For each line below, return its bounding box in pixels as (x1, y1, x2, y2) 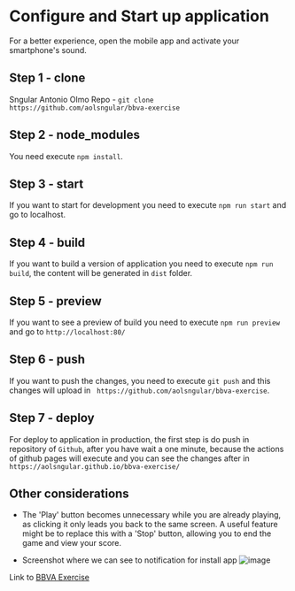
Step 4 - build (9, 234, 86, 249)
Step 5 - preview (9, 294, 102, 309)
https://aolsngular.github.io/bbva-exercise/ (9, 462, 180, 471)
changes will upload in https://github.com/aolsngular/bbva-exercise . (9, 385, 270, 395)
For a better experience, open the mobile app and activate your (9, 35, 240, 46)
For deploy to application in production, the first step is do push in (9, 434, 250, 444)
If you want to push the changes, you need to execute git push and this (9, 375, 271, 386)
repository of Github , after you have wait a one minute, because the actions (9, 443, 284, 454)
